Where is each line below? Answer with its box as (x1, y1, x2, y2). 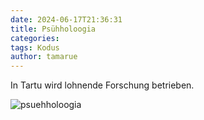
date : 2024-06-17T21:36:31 (10, 14, 123, 25)
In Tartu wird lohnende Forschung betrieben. (10, 79, 195, 91)
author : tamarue (10, 52, 78, 62)
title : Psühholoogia (10, 24, 97, 34)
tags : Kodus (10, 42, 60, 53)
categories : (10, 33, 60, 43)
